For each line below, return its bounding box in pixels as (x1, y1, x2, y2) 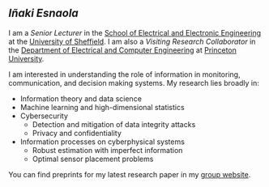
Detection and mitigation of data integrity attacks (32, 119, 196, 129)
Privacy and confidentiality (32, 128, 122, 138)
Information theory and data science (19, 93, 142, 104)
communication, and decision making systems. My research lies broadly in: (8, 78, 259, 87)
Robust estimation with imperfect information (32, 145, 183, 155)
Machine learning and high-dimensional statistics (19, 102, 185, 112)
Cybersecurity (19, 111, 69, 121)
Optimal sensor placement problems (32, 154, 154, 164)
